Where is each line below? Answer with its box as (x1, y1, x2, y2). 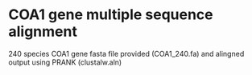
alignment (8, 22, 78, 41)
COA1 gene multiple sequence (8, 6, 213, 24)
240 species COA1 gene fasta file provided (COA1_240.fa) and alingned (8, 49, 245, 58)
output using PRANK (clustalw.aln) (8, 57, 122, 67)
